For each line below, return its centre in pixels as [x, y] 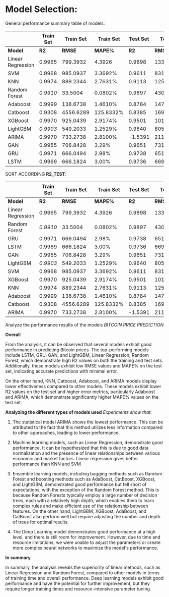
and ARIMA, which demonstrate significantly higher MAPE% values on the [82, 397]
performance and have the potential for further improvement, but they [77, 583]
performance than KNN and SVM [47, 464]
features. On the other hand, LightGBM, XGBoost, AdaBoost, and [79, 511]
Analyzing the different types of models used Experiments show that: [78, 412]
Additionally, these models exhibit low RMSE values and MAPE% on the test [83, 366]
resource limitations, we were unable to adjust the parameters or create [87, 542]
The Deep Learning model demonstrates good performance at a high [84, 531]
